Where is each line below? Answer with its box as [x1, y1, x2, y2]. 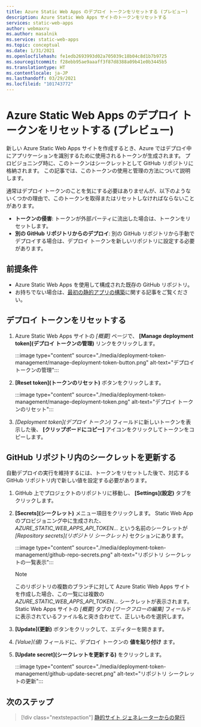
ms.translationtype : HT [6, 64, 66, 71]
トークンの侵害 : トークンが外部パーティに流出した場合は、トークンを [14, 215, 185, 222]
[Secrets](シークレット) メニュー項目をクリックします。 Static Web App [14, 510, 193, 517]
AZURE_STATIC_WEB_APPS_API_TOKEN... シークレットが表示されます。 [14, 598, 193, 605]
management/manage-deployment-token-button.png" [14, 358, 149, 366]
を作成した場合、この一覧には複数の [14, 591, 105, 598]
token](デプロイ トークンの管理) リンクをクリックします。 [14, 339, 159, 347]
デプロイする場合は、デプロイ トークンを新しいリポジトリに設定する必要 [14, 237, 195, 244]
